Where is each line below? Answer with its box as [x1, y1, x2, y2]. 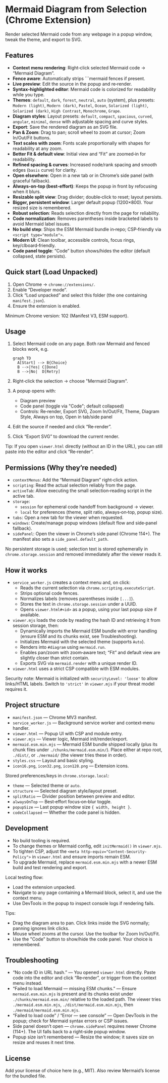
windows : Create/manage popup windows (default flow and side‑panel [12, 520, 157, 526]
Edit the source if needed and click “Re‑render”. [12, 424, 112, 430]
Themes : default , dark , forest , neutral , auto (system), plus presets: [12, 97, 155, 103]
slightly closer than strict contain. [20, 655, 90, 661]
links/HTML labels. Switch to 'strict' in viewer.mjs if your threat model [5, 681, 155, 687]
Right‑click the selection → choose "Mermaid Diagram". [12, 378, 129, 384]
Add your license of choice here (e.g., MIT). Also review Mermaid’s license [5, 1068, 160, 1074]
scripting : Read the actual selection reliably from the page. [12, 482, 137, 489]
